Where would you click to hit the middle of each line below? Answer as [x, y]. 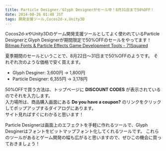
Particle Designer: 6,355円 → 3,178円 [50, 79]
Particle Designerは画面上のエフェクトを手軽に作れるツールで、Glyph [77, 125]
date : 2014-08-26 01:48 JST [34, 14]
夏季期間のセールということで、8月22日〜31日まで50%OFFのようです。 [79, 56]
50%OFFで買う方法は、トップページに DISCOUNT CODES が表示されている [83, 90]
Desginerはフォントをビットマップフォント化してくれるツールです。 [75, 131]
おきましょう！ [25, 144]
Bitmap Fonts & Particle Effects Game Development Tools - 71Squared [77, 46]
